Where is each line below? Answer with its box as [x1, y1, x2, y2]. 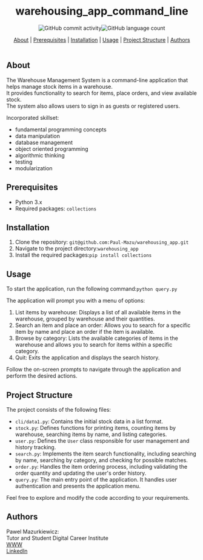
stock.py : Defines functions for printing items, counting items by [15, 424, 176, 431]
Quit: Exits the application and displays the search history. [15, 354, 160, 361]
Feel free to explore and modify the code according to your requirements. [6, 494, 190, 501]
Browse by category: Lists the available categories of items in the [15, 334, 179, 342]
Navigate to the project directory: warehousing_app [15, 245, 139, 252]
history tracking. [15, 444, 56, 451]
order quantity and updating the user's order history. [15, 469, 147, 477]
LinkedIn [6, 547, 28, 555]
